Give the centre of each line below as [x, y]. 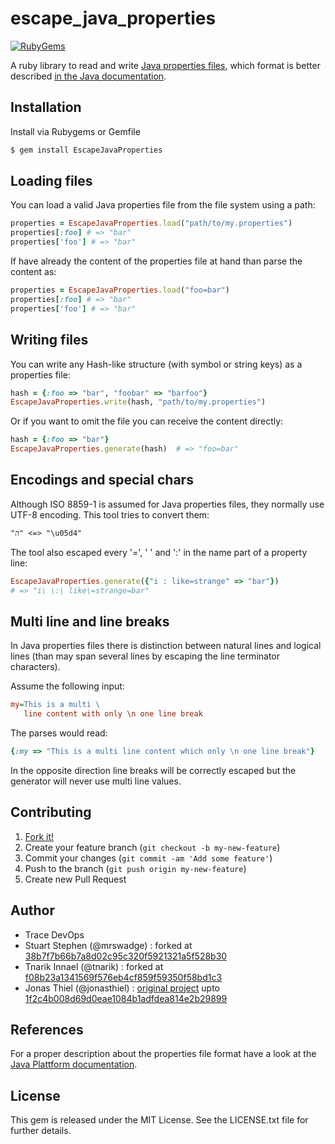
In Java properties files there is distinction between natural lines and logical [166, 646]
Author [32, 910]
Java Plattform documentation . [74, 1064]
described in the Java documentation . [88, 76]
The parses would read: [59, 733]
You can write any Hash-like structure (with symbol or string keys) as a [156, 364]
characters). [35, 667]
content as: [33, 272]
